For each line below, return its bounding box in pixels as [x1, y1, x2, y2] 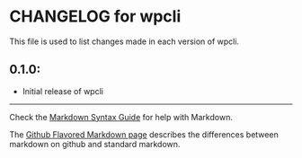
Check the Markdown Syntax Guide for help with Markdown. [9, 111, 234, 122]
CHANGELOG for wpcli [9, 6, 182, 27]
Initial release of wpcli [22, 85, 103, 96]
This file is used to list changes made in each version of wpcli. [9, 36, 240, 47]
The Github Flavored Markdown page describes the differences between [9, 128, 279, 140]
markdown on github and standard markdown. [9, 138, 181, 149]
